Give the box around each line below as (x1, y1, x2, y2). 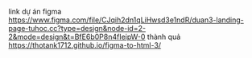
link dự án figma (8, 7, 62, 16)
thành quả (147, 32, 181, 41)
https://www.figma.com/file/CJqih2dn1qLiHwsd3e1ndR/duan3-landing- (8, 15, 244, 25)
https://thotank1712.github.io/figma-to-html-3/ (8, 41, 162, 50)
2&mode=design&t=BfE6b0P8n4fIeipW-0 (8, 32, 146, 41)
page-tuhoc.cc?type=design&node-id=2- (8, 24, 147, 33)
